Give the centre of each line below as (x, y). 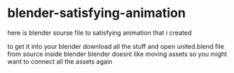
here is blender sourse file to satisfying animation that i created (100, 33)
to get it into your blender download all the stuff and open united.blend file (116, 46)
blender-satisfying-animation (96, 13)
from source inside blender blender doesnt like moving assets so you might (117, 54)
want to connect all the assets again (60, 61)
